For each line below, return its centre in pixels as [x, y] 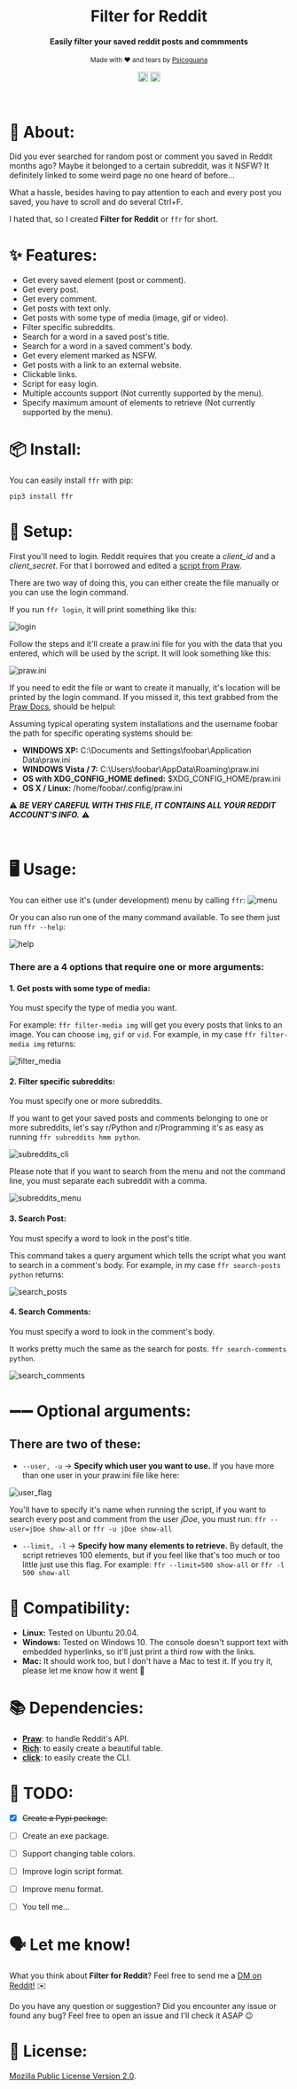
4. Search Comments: [50, 1312]
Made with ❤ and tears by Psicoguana [149, 60]
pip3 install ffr [41, 497]
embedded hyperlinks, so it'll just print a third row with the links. [139, 1651]
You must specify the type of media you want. [93, 1008]
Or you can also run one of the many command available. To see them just [145, 918]
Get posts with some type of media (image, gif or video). [125, 318]
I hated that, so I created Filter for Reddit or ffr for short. [114, 219]
